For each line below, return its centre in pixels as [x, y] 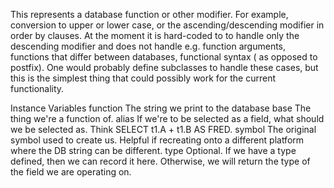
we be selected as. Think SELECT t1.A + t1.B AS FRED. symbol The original [163, 129]
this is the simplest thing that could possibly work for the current [143, 78]
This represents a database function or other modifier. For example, [149, 14]
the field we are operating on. [71, 172]
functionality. [37, 88]
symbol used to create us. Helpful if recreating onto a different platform [157, 140]
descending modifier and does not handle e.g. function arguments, [148, 46]
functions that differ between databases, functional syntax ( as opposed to [164, 57]
